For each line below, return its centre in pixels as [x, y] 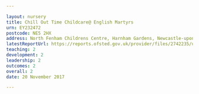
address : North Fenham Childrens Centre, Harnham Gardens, [81, 39]
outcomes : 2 [21, 66]
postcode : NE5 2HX [29, 33]
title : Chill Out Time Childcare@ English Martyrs [70, 22]
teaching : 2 [21, 50]
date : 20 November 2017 [36, 77]
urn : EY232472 [24, 28]
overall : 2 [20, 71]
